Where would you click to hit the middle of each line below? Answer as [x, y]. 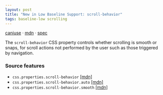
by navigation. [20, 53]
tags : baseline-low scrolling [36, 19]
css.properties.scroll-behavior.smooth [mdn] [60, 87]
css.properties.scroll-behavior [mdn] [52, 77]
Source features [25, 66]
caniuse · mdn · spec [26, 33]
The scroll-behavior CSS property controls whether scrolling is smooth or [81, 43]
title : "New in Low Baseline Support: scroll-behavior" [64, 14]
